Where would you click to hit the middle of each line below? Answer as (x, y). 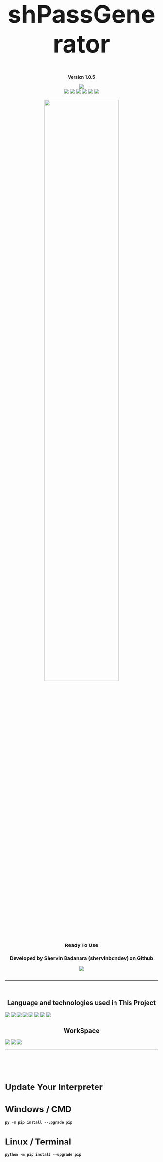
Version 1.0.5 (81, 77)
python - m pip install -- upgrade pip (43, 1155)
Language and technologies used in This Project (81, 1003)
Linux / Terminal (38, 1142)
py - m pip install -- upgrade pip (39, 1122)
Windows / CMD (38, 1109)
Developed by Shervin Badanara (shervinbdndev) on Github (81, 958)
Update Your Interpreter (54, 1087)
